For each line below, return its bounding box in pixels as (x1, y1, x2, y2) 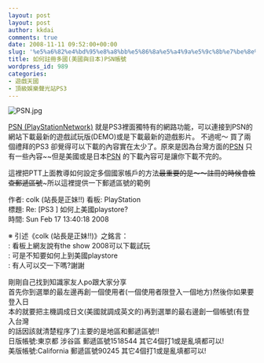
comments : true (8, 33, 58, 42)
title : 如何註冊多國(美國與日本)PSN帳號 (8, 56, 127, 64)
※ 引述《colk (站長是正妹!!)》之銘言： (8, 231, 129, 240)
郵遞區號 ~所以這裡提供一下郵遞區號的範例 (14, 178, 151, 188)
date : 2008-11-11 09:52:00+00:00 (8, 41, 118, 49)
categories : (8, 70, 47, 78)
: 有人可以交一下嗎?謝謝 (8, 261, 85, 270)
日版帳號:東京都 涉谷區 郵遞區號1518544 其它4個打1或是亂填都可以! (8, 336, 225, 346)
